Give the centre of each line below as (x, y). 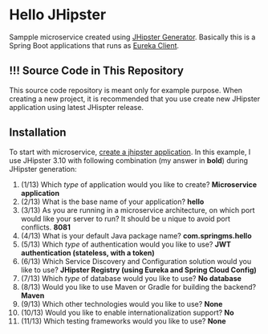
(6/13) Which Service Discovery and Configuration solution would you (136, 261)
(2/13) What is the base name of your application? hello (112, 202)
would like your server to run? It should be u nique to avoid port (126, 218)
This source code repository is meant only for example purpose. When (126, 90)
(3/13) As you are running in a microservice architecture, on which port (138, 210)
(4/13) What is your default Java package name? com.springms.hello (136, 235)
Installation (38, 133)
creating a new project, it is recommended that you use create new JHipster (135, 99)
